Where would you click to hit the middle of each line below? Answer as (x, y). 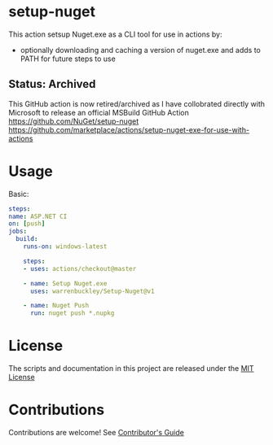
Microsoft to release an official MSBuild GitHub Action (99, 112)
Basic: (19, 194)
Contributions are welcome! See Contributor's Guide (97, 433)
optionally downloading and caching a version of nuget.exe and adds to (140, 50)
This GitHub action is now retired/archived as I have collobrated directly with (137, 103)
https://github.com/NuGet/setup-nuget (74, 121)
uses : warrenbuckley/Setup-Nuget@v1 (92, 291)
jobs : (18, 231)
